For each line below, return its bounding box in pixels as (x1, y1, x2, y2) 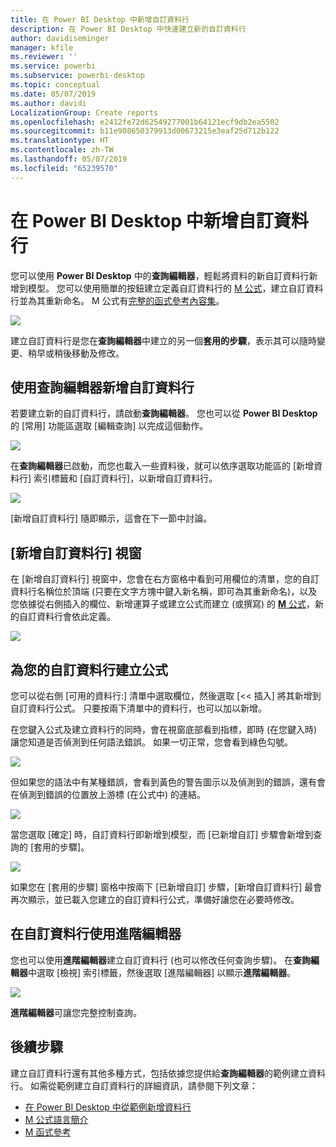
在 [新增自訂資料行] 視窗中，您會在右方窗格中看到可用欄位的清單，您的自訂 (10, 573, 320, 585)
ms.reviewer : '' (10, 52, 78, 62)
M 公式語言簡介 (24, 1113, 89, 1125)
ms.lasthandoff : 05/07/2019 (10, 154, 128, 164)
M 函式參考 (24, 1126, 72, 1138)
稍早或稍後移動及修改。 (27, 347, 125, 359)
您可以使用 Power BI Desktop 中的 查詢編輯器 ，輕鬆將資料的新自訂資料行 (10, 269, 310, 281)
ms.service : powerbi (10, 61, 97, 71)
